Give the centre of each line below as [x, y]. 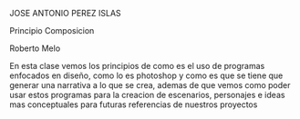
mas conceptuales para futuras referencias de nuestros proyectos [134, 104]
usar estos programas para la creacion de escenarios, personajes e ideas [147, 95]
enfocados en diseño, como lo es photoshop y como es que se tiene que [146, 75]
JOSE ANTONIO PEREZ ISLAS [65, 13]
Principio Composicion [52, 30]
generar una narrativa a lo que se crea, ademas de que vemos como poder [150, 85]
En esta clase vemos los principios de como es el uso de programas [137, 66]
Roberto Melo [35, 48]
